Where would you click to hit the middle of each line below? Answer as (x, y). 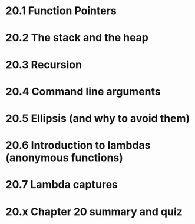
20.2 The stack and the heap (77, 38)
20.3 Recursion (44, 64)
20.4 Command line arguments (83, 91)
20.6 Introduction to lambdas (78, 146)
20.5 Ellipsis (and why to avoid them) (98, 118)
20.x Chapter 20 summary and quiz (94, 211)
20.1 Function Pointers (61, 11)
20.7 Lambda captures (62, 185)
